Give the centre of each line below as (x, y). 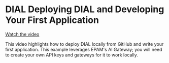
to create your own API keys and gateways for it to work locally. (72, 55)
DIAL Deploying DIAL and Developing (85, 9)
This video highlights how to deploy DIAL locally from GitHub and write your (84, 44)
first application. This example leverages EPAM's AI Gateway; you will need (84, 49)
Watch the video (22, 34)
